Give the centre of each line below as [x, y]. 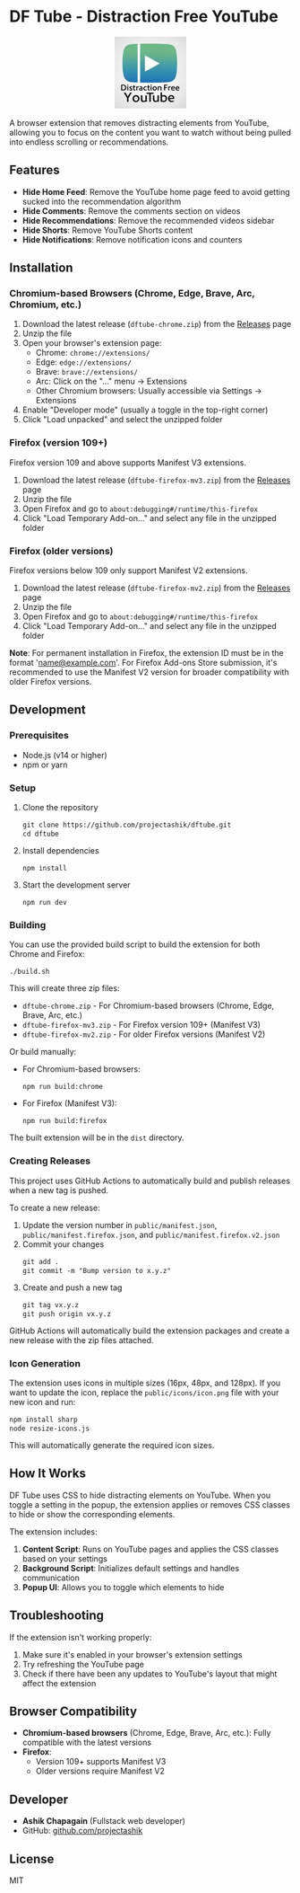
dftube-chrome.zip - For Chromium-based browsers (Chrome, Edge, [148, 1006]
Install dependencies [61, 851]
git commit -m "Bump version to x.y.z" [97, 1270]
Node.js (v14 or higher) [64, 755]
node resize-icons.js [50, 1429]
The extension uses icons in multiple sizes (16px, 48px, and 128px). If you [145, 1383]
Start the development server [77, 885]
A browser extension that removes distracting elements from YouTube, [139, 122]
